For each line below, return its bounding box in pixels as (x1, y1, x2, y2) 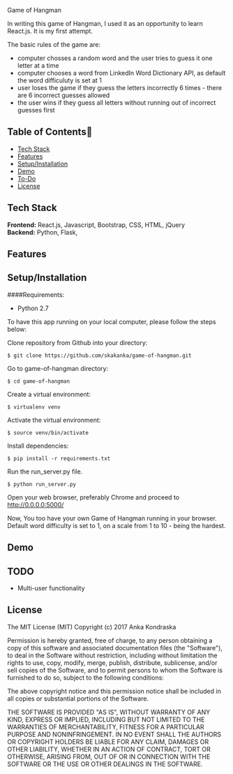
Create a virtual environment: (7, 390, 91, 398)
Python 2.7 (17, 304, 49, 312)
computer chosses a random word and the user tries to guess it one (17, 54, 213, 62)
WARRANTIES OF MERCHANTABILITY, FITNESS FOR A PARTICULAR (7, 722, 204, 731)
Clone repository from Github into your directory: (7, 338, 148, 346)
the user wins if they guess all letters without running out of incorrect (17, 98, 216, 107)
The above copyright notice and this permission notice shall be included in (7, 687, 221, 695)
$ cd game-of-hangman (7, 377, 70, 385)
